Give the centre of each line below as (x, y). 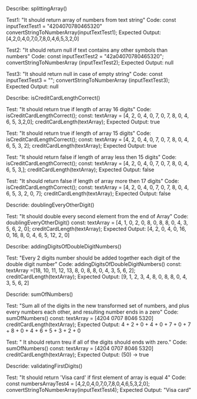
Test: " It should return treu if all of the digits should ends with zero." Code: (97, 342)
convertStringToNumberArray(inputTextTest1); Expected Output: (84, 32)
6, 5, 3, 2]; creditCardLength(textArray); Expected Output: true (81, 146)
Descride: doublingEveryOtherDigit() (50, 205)
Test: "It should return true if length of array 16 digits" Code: (79, 109)
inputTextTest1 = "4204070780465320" (54, 26)
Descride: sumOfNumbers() (40, 294)
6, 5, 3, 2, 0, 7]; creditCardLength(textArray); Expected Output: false (89, 193)
